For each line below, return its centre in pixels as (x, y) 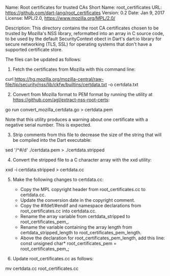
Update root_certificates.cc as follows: (53, 258)
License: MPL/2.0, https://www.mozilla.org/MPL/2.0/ (60, 18)
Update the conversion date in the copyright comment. (78, 200)
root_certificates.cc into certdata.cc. (58, 211)
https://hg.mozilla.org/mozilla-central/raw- (59, 79)
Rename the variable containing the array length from (76, 227)
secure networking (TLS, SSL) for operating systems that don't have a (79, 44)
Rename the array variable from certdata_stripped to (75, 216)
